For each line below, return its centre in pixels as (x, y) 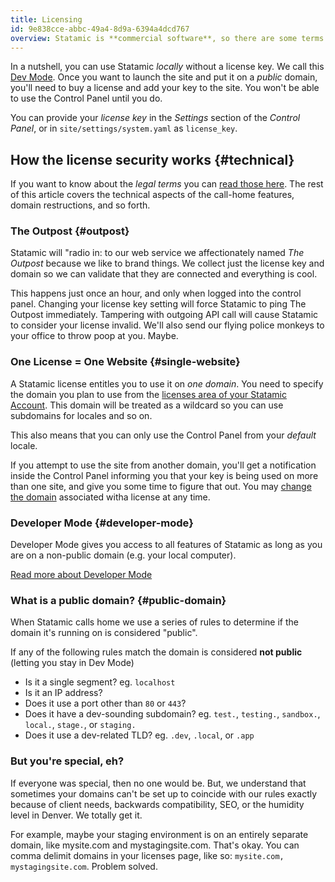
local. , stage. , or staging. (80, 725)
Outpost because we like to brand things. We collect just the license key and (167, 263)
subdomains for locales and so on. (81, 415)
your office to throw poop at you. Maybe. (94, 336)
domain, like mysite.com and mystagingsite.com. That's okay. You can (155, 845)
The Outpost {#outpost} (70, 231)
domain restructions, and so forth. (80, 205)
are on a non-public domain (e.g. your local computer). (123, 555)
